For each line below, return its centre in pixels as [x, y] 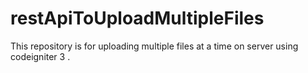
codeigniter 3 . [40, 56]
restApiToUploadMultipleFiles [137, 18]
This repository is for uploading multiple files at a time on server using [154, 46]
